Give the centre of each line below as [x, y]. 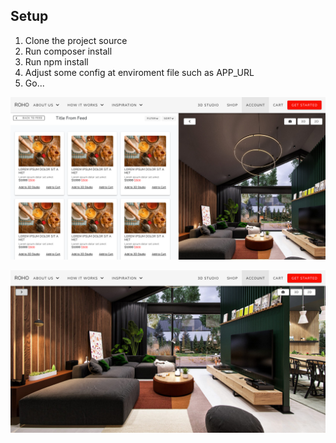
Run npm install [56, 61]
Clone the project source [76, 40]
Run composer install [68, 51]
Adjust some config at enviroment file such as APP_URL [139, 72]
